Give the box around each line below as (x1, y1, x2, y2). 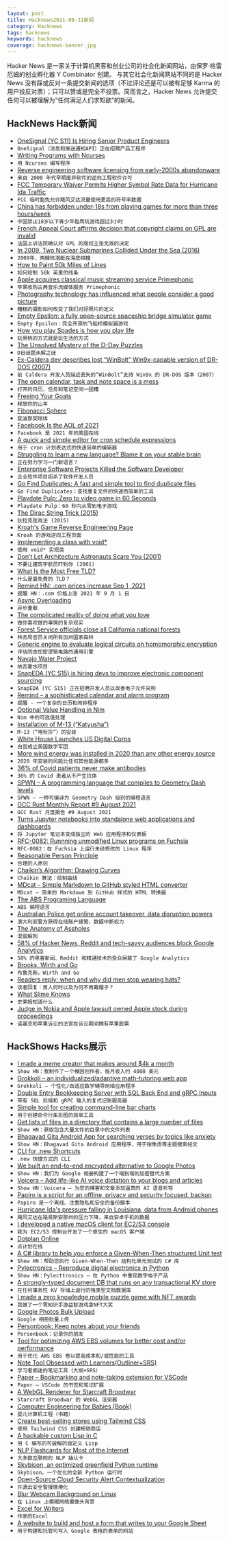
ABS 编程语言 (16, 903, 50, 910)
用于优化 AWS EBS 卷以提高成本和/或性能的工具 (16, 1352, 135, 1359)
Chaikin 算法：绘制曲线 (16, 874, 78, 881)
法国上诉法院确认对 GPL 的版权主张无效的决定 (16, 240, 130, 247)
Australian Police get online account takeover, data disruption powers (16, 909, 213, 918)
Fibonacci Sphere (16, 406, 67, 415)
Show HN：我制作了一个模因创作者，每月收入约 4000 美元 (16, 1068, 159, 1075)
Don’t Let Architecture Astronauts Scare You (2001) (16, 552, 162, 560)
